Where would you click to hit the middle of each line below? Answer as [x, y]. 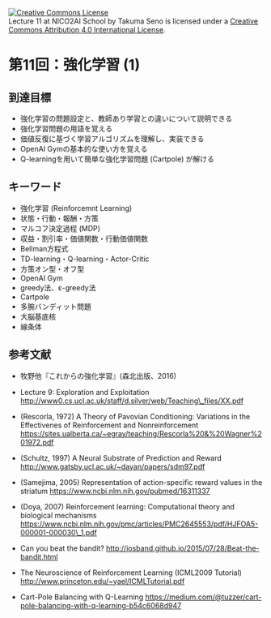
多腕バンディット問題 [55, 306]
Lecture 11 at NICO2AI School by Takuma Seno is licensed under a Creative [133, 21]
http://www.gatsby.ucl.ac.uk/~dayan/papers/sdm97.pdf [112, 466]
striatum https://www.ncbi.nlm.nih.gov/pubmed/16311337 [115, 491]
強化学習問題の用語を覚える [66, 129]
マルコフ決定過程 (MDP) [60, 228]
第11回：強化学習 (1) [74, 65]
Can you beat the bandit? [62, 548]
